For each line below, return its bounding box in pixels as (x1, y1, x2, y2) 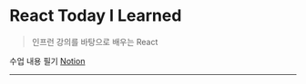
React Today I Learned (9, 5, 182, 26)
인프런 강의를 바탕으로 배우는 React (31, 36, 158, 47)
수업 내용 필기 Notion (9, 55, 86, 66)
